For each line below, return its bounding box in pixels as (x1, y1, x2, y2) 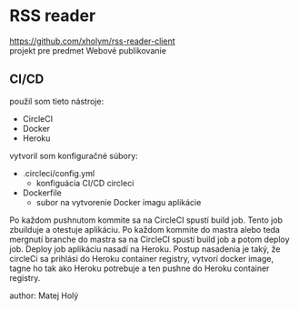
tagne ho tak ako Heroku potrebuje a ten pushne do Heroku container (9, 263, 270, 274)
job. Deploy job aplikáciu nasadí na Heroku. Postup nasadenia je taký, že (9, 243, 281, 255)
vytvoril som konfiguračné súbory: (9, 150, 138, 161)
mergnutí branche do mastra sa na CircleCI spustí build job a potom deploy (9, 234, 290, 245)
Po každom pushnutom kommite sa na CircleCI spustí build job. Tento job (9, 215, 284, 225)
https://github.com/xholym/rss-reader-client (9, 35, 175, 46)
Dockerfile (22, 187, 62, 198)
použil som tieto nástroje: (9, 95, 105, 106)
